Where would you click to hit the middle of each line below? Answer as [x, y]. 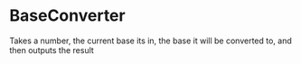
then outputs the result [52, 50]
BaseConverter [67, 16]
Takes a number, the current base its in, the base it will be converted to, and [150, 41]
